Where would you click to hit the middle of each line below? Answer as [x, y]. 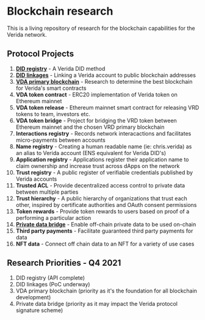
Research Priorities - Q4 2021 [64, 263]
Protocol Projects [41, 54]
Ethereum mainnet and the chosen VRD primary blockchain [90, 127]
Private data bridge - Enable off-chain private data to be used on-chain [106, 224]
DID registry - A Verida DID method [60, 68]
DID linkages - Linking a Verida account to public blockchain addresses [106, 75]
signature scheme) [39, 310]
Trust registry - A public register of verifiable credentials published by [104, 172]
